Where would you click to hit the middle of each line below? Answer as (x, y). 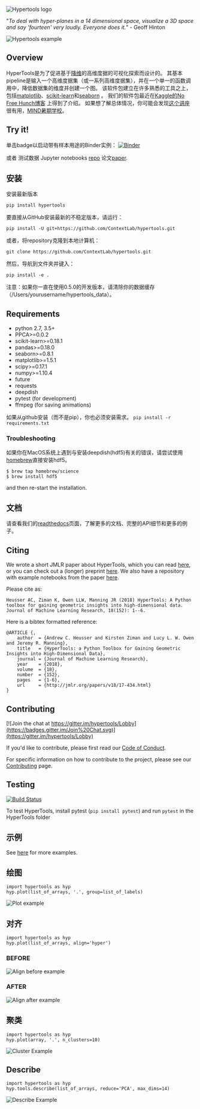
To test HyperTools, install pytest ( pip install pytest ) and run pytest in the (100, 811)
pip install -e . (28, 275)
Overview (25, 58)
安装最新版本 (22, 194)
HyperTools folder (28, 817)
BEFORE (18, 958)
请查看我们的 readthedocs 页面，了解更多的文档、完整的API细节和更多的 (94, 524)
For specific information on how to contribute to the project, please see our (99, 759)
